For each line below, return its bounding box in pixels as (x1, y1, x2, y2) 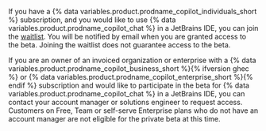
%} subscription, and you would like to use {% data (8, 15, 176, 24)
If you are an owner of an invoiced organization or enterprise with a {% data (8, 55, 256, 65)
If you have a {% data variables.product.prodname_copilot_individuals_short (8, 7, 257, 16)
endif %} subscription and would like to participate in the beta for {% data (8, 80, 250, 90)
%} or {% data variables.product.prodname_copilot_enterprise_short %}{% (8, 73, 254, 81)
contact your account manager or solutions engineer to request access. (8, 98, 243, 107)
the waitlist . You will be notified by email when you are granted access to (8, 32, 247, 41)
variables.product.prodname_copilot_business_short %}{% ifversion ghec (8, 64, 250, 73)
